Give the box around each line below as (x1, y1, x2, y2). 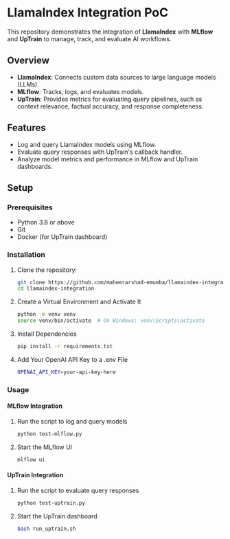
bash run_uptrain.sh (16, 525, 76, 532)
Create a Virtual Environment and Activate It (16, 297, 141, 306)
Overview (7, 55, 50, 67)
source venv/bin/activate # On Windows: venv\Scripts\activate (16, 317, 205, 324)
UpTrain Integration (7, 471, 64, 479)
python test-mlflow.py (16, 431, 82, 437)
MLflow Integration (7, 402, 63, 410)
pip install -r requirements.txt (16, 343, 113, 350)
